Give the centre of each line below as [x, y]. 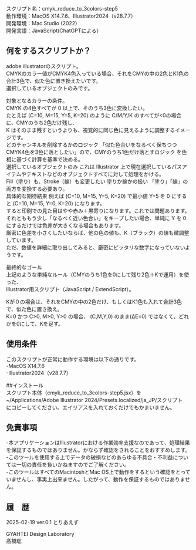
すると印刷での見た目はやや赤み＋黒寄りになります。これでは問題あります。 [98, 211]
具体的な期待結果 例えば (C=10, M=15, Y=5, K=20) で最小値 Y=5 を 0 [88, 196]
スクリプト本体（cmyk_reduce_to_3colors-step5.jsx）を [74, 393]
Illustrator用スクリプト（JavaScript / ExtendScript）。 [70, 289]
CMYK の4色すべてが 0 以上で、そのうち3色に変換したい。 [77, 108]
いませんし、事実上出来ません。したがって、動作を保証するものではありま [96, 480]
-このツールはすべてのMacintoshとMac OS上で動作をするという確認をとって [98, 472]
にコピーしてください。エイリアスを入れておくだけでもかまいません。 [90, 407]
